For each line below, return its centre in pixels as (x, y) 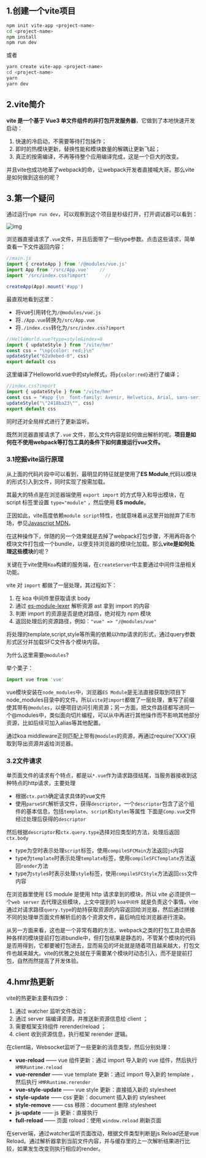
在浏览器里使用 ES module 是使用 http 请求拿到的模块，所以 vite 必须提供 (98, 894)
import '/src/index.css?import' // (59, 276)
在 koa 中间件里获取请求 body (53, 598)
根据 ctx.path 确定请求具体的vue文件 (60, 796)
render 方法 (34, 866)
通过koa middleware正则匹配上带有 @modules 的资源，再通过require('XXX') (98, 735)
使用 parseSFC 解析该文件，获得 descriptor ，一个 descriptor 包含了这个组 (105, 804)
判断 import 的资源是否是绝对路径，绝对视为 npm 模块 (83, 613)
